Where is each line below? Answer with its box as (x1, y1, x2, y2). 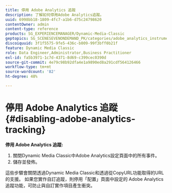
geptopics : (5, 36, 29, 41)
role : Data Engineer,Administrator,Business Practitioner (5, 50, 132, 55)
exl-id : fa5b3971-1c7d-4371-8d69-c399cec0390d (5, 55, 106, 60)
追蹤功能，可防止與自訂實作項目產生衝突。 (5, 182, 95, 188)
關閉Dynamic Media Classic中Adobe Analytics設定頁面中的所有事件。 (12, 152, 160, 158)
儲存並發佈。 (12, 159, 40, 165)
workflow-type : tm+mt (5, 64, 52, 69)
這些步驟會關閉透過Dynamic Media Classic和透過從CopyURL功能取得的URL (5, 170, 164, 176)
